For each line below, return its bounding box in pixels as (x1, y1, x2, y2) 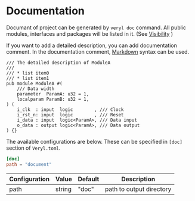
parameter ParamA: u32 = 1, (17, 91, 89, 97)
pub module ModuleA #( (6, 81, 63, 86)
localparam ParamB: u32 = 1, (17, 96, 89, 102)
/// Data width (17, 85, 55, 92)
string (55, 185, 72, 193)
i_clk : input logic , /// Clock (17, 106, 124, 113)
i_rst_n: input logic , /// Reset (17, 112, 124, 117)
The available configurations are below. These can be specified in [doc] (6, 138, 183, 145)
